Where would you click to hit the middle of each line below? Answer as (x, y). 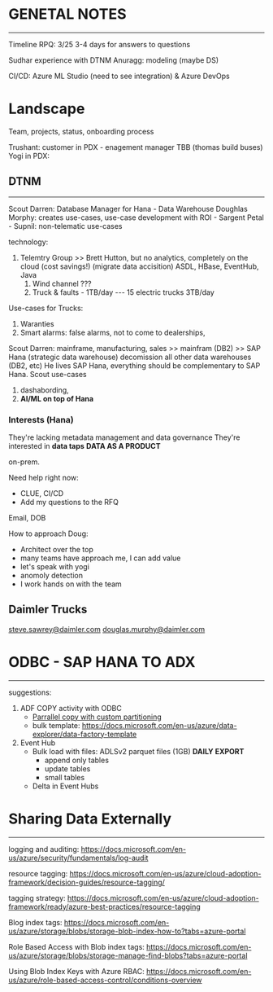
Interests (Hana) (41, 419)
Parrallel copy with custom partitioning (97, 717)
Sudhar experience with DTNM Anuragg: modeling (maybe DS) (114, 60)
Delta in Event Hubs (65, 786)
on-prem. (24, 462)
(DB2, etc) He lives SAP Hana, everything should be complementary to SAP (134, 365)
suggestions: (30, 692)
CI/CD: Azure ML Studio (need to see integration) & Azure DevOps (119, 76)
